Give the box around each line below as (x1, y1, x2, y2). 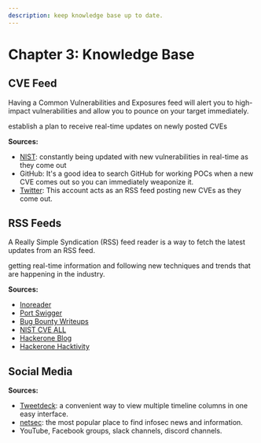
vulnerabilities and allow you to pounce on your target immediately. (31, 106, 249, 115)
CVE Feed (8, 76, 57, 91)
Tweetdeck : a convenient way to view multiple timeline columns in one (19, 401, 248, 411)
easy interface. (19, 409, 68, 419)
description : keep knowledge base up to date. (8, 11, 164, 20)
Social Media (8, 364, 73, 378)
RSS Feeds (8, 217, 62, 230)
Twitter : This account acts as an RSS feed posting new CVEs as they (19, 185, 242, 195)
